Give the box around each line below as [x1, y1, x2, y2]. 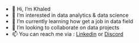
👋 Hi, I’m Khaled [11, 6, 51, 12]
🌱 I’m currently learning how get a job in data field [11, 18, 134, 24]
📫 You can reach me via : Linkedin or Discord [11, 31, 124, 37]
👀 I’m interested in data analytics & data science [11, 12, 129, 19]
